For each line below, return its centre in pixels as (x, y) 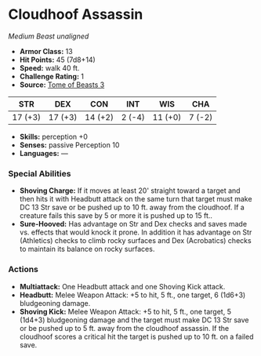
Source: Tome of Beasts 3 (62, 85)
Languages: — (43, 153)
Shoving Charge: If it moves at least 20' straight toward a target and (130, 191)
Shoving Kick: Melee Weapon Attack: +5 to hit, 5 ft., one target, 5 (125, 311)
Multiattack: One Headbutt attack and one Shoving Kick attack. (122, 286)
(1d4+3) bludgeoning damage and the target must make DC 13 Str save (134, 320)
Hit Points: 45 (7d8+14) (57, 60)
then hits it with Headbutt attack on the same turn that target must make (136, 199)
